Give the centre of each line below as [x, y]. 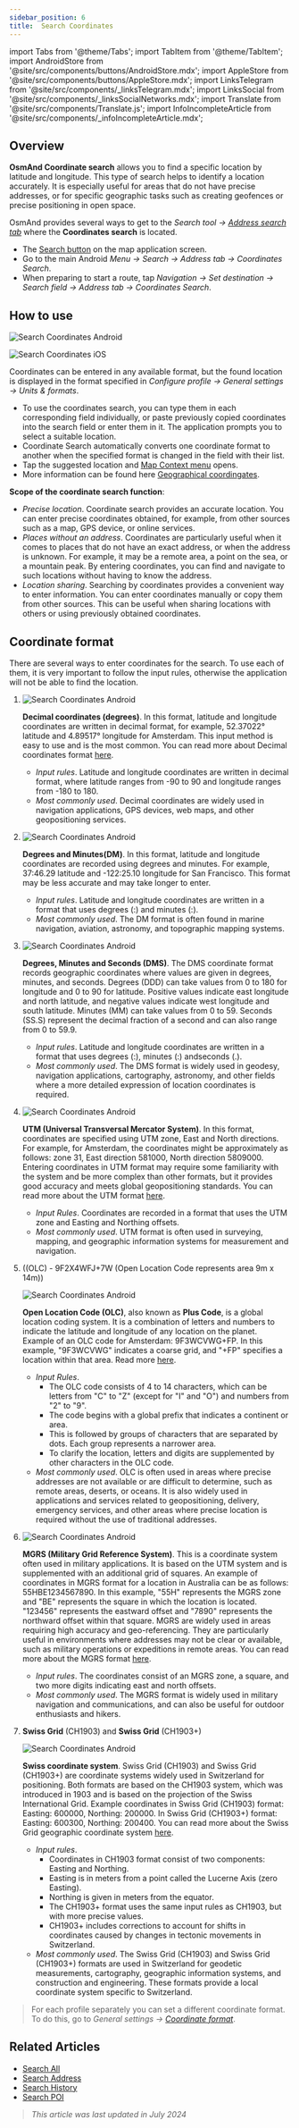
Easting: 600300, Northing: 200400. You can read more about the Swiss [155, 1822]
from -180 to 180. [67, 791]
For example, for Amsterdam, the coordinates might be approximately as [155, 1148]
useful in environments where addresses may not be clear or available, [152, 1639]
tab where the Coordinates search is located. [93, 232]
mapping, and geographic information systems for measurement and [162, 1241]
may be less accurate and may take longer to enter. [116, 882]
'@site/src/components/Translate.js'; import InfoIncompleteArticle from [141, 108]
